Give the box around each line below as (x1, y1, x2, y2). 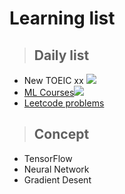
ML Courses (23, 87, 75, 98)
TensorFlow (23, 152, 73, 164)
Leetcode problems (23, 97, 105, 109)
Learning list (9, 7, 116, 30)
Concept (33, 126, 90, 143)
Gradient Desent (23, 173, 92, 186)
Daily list (33, 47, 90, 64)
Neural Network (23, 163, 90, 175)
